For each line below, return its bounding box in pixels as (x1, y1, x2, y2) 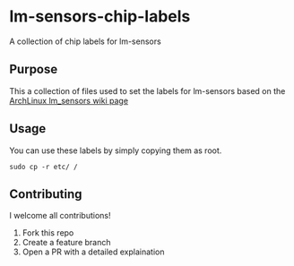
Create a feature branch (22, 237, 111, 248)
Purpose (9, 62, 58, 77)
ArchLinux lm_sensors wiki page (9, 95, 128, 106)
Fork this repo (22, 227, 74, 238)
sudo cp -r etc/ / (9, 162, 78, 171)
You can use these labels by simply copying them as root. (9, 145, 222, 156)
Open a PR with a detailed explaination (22, 246, 165, 257)
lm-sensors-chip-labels (9, 6, 191, 27)
